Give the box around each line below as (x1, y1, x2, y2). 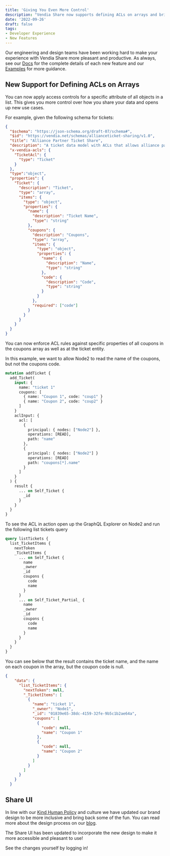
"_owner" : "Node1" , (32, 707, 73, 712)
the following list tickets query (5, 526, 68, 533)
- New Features (5, 36, 37, 41)
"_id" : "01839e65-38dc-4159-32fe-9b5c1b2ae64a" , (32, 711, 137, 716)
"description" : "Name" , (46, 261, 96, 266)
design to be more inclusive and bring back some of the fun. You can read (5, 814, 160, 821)
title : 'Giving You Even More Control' (5, 7, 90, 13)
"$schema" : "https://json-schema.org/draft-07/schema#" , (10, 129, 133, 134)
